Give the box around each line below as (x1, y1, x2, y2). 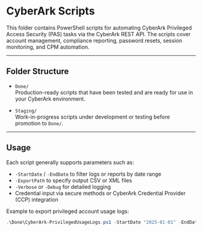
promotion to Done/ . (14, 119, 64, 127)
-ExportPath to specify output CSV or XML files (14, 176, 132, 184)
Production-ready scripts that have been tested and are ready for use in (14, 88, 194, 96)
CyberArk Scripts (6, 4, 95, 18)
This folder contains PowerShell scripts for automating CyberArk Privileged (6, 24, 192, 31)
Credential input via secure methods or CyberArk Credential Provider (14, 189, 186, 197)
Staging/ (14, 108, 37, 114)
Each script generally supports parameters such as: (6, 158, 134, 166)
